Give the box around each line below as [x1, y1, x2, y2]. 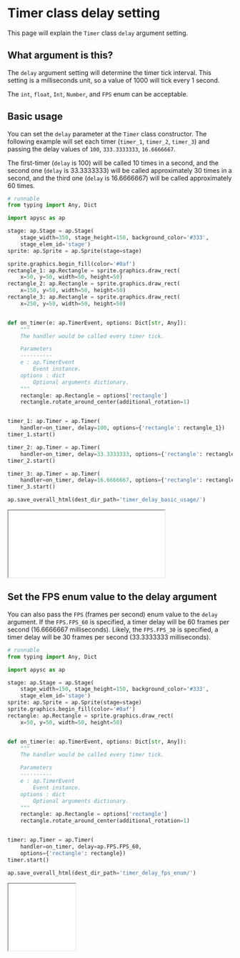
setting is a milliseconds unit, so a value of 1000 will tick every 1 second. [7, 76, 220, 84]
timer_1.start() [7, 431, 56, 439]
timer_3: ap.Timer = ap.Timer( [7, 470, 101, 477]
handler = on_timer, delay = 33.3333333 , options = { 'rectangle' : [20, 450, 203, 458]
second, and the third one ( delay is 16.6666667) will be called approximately [7, 174, 232, 182]
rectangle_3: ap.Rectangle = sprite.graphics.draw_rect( [7, 294, 181, 301]
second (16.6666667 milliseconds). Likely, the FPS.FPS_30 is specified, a [7, 625, 219, 634]
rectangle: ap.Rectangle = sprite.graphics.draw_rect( [7, 712, 174, 719]
